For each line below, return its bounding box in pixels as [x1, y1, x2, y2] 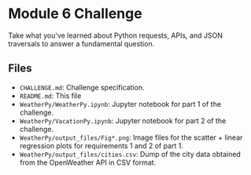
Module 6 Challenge [8, 5, 143, 23]
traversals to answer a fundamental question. [8, 38, 155, 48]
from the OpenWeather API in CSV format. [19, 158, 157, 167]
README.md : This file [19, 91, 82, 100]
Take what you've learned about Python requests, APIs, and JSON [8, 31, 223, 40]
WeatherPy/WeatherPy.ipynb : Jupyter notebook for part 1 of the [19, 99, 222, 108]
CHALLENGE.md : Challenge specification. [19, 82, 145, 92]
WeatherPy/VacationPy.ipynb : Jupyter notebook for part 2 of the [19, 115, 227, 126]
